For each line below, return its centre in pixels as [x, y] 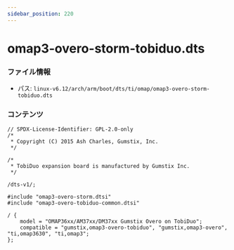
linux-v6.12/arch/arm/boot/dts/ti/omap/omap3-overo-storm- [122, 89]
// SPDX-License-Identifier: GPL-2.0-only [70, 130]
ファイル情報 [29, 72]
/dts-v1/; [22, 185]
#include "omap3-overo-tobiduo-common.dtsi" [73, 203]
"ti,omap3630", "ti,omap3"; [48, 234]
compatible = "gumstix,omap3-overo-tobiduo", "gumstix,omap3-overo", [124, 228]
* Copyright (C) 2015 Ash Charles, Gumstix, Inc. [84, 142]
